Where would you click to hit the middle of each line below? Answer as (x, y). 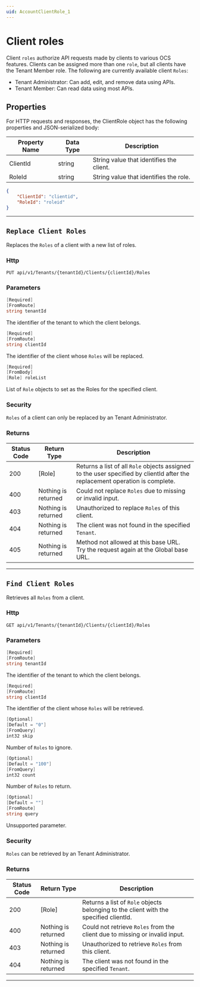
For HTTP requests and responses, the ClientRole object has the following (97, 121)
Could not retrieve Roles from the (129, 927)
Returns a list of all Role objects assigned (134, 466)
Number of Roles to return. (39, 786)
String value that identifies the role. (141, 177)
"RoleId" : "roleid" (41, 202)
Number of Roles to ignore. (39, 747)
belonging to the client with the (126, 909)
